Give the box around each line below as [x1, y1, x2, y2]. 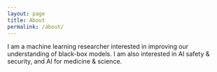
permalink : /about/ [7, 23, 64, 30]
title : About [7, 17, 45, 24]
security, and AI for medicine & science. [7, 57, 122, 66]
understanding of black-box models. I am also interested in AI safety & [7, 50, 210, 58]
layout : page [7, 10, 45, 17]
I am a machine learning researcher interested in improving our [7, 43, 189, 51]
